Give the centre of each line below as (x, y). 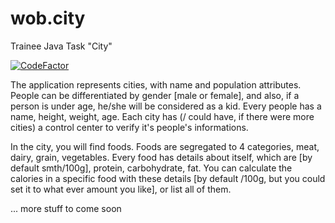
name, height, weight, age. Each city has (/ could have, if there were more (162, 116)
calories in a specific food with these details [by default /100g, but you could (168, 178)
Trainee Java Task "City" (61, 46)
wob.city (48, 18)
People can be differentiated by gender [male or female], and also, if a (155, 95)
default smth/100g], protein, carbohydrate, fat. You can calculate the (151, 168)
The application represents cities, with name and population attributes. (156, 84)
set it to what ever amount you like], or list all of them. (121, 189)
